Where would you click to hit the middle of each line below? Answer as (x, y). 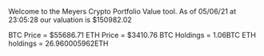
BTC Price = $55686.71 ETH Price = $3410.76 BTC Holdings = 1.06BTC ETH (132, 35)
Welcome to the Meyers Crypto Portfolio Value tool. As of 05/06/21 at (122, 11)
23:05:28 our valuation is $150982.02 (70, 20)
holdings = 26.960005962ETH (59, 43)
